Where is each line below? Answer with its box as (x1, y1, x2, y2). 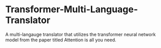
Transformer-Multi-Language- (5, 4, 138, 15)
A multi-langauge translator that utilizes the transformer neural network (5, 31, 156, 37)
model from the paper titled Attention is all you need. (5, 37, 116, 43)
